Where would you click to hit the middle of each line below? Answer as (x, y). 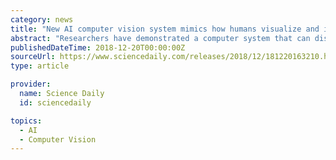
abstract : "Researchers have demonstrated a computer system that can (160, 38)
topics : (26, 121)
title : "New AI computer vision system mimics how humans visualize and (165, 29)
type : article (40, 66)
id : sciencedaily (55, 102)
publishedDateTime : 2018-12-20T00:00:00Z (98, 47)
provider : (31, 84)
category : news (42, 19)
